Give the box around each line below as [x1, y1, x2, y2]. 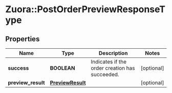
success [8, 65, 29, 72]
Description [98, 50, 128, 56]
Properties [5, 35, 40, 43]
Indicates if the [91, 58, 127, 65]
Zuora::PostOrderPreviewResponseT [5, 4, 165, 15]
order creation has [91, 65, 135, 72]
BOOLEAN [50, 65, 75, 72]
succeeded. [91, 71, 119, 78]
